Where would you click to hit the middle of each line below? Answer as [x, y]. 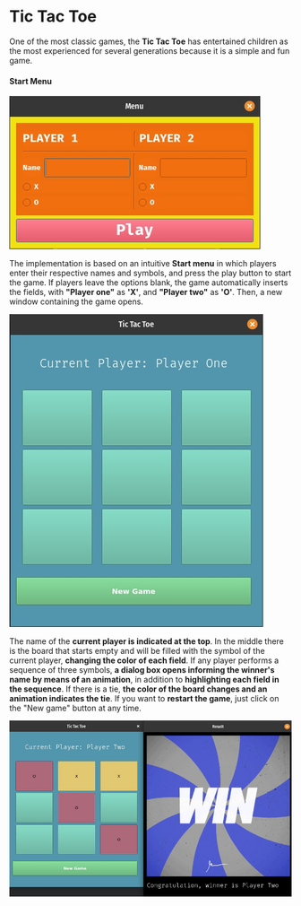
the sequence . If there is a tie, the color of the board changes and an [138, 689]
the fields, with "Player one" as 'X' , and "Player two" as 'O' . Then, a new [146, 292]
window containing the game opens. [76, 301]
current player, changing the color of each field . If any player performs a [144, 660]
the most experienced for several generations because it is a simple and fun [150, 50]
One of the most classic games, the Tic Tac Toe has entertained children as [149, 41]
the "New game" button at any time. [75, 708]
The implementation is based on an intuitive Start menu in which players [143, 264]
